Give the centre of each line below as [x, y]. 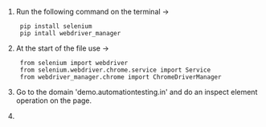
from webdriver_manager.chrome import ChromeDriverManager [121, 77]
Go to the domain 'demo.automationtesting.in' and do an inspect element [137, 92]
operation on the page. [54, 100]
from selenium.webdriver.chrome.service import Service [115, 70]
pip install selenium [56, 27]
